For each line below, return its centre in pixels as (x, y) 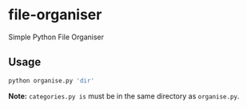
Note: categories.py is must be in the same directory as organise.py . (124, 96)
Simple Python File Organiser (56, 37)
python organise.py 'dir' (51, 81)
